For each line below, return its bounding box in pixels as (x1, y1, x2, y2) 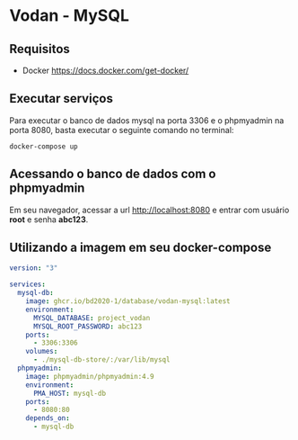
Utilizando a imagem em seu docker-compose (9, 240, 272, 256)
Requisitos (9, 41, 70, 57)
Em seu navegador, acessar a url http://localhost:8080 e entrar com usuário (9, 204, 290, 215)
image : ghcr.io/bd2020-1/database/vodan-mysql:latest (25, 297, 231, 306)
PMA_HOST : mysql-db (32, 389, 106, 398)
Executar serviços (9, 91, 114, 106)
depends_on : (25, 414, 70, 423)
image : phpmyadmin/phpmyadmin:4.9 (25, 372, 154, 381)
